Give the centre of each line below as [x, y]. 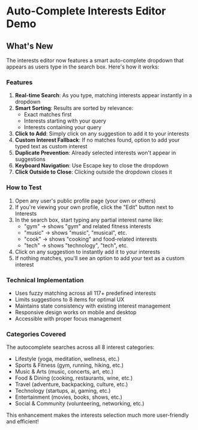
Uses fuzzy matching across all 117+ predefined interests [85, 293]
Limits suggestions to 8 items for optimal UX [70, 299]
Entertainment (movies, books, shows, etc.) [69, 397]
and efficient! [22, 422]
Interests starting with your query [65, 121]
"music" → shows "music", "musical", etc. [75, 232]
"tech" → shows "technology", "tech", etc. [76, 245]
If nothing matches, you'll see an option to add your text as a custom [100, 258]
